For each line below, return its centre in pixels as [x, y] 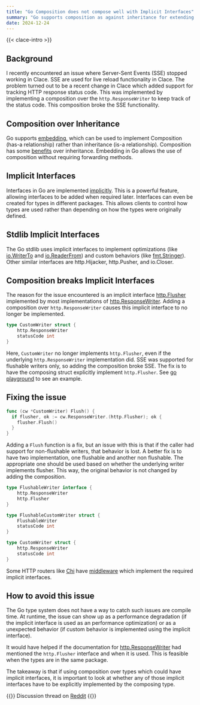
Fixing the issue [37, 398]
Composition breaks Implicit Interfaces [80, 281]
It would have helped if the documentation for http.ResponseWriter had [94, 648]
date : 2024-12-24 [28, 23]
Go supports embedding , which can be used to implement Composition [94, 138]
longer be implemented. [36, 314]
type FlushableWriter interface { [49, 488]
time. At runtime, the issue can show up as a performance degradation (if [96, 616]
